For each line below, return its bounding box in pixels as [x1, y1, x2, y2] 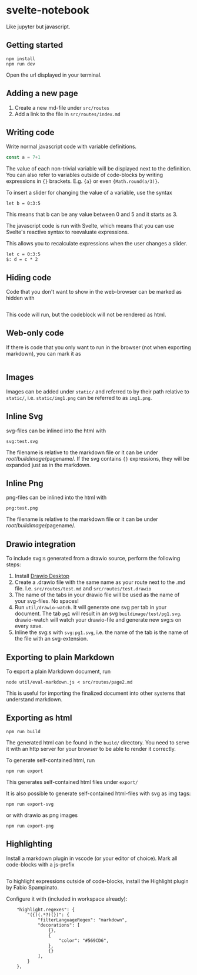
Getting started [6, 40, 64, 50]
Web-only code [6, 328, 64, 338]
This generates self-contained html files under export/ [6, 778, 138, 785]
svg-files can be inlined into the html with [6, 427, 106, 434]
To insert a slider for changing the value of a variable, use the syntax [6, 189, 172, 196]
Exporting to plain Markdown [6, 652, 115, 662]
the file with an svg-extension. [14, 635, 88, 642]
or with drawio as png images [6, 812, 78, 819]
